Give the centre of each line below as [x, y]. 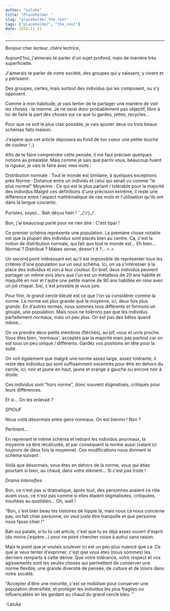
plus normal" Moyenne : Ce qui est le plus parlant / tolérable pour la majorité [85, 186]
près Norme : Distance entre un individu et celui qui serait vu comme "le [80, 181]
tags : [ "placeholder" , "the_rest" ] [43, 24]
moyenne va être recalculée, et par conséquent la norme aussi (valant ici [81, 444]
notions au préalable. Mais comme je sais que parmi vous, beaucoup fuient [83, 160]
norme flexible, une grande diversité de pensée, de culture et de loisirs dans [85, 568]
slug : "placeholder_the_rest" [37, 19]
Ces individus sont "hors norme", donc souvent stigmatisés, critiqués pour [83, 384]
